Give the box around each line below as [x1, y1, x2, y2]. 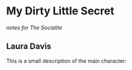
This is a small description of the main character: [6, 57, 127, 64]
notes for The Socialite [6, 24, 62, 31]
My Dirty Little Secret [6, 4, 115, 18]
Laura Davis [6, 41, 52, 51]
